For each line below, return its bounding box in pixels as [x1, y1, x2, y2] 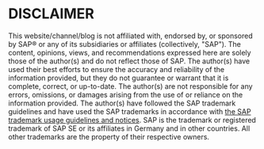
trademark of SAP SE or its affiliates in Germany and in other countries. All [8, 124, 251, 133]
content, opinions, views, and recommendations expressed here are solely [8, 48, 251, 57]
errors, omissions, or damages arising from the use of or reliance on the [8, 90, 243, 99]
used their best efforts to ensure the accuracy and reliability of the [8, 64, 225, 74]
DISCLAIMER [8, 5, 95, 23]
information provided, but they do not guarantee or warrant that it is [8, 73, 229, 82]
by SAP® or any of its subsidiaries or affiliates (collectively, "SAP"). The [8, 39, 242, 48]
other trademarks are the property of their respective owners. [8, 132, 210, 141]
